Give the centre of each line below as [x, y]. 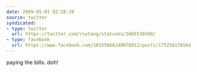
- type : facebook [28, 40]
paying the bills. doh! [32, 62]
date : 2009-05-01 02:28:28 [40, 12]
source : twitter [27, 17]
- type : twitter [27, 28]
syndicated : [21, 23]
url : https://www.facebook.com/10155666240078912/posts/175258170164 [101, 46]
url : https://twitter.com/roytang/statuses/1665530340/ [84, 34]
